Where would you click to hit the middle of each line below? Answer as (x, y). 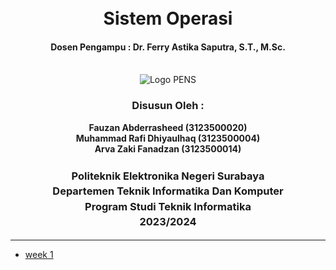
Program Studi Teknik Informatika (168, 206)
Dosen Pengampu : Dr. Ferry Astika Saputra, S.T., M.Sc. (168, 47)
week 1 (39, 255)
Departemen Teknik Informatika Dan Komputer (168, 191)
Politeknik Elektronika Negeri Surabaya (168, 176)
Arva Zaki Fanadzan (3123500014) (168, 148)
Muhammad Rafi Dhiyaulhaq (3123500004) (168, 138)
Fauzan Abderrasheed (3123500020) (168, 127)
